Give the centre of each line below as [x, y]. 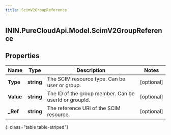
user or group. [64, 85]
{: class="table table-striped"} [37, 127]
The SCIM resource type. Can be [86, 78]
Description [91, 70]
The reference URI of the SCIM [84, 108]
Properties [22, 56]
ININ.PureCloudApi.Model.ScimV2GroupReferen [84, 31]
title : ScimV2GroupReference [36, 10]
